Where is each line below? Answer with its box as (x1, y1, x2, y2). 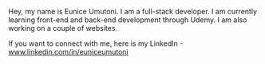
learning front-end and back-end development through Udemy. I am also (8, 15, 247, 24)
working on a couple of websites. (8, 24, 118, 32)
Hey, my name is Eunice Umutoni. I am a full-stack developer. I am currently (8, 7, 258, 16)
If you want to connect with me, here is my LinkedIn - (8, 39, 184, 48)
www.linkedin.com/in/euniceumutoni (8, 47, 129, 56)
